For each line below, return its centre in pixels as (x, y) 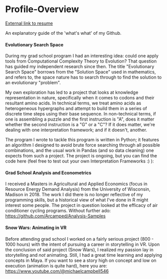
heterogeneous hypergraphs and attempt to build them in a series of (76, 108)
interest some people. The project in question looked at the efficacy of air (81, 205)
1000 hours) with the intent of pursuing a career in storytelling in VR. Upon (82, 244)
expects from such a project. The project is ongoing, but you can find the (81, 156)
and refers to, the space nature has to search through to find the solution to (83, 77)
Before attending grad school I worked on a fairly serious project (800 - (79, 239)
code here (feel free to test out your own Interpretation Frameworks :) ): (79, 161)
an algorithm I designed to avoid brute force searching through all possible (83, 145)
